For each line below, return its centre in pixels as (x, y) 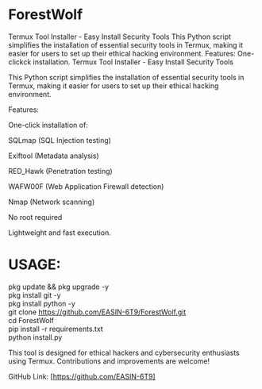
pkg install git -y (35, 295)
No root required (35, 217)
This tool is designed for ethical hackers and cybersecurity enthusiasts (124, 352)
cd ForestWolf (31, 320)
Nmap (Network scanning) (52, 202)
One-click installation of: (48, 125)
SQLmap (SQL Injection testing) (60, 140)
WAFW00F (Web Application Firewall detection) (86, 186)
